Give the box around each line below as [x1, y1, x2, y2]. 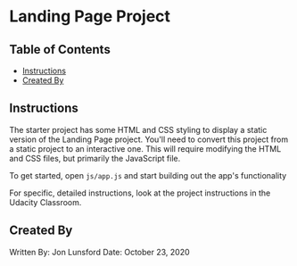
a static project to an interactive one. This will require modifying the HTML [9, 143, 282, 154]
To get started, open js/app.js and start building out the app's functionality [9, 170, 287, 180]
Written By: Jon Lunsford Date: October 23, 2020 [9, 246, 190, 257]
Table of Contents [9, 42, 111, 57]
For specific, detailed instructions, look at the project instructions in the [9, 187, 271, 198]
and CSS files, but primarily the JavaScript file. [9, 153, 181, 163]
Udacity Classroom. [9, 196, 82, 207]
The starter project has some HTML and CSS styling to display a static [9, 124, 268, 135]
